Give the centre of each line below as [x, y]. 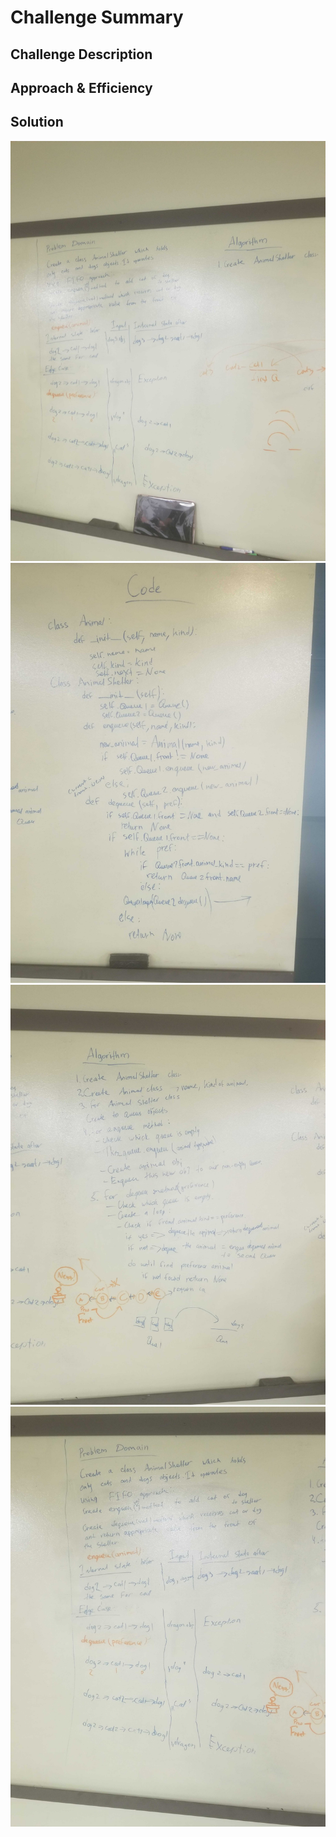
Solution [37, 122]
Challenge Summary [97, 17]
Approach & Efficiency [81, 87]
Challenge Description [81, 54]
